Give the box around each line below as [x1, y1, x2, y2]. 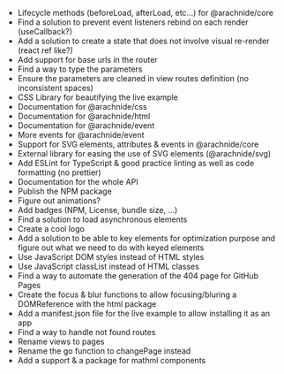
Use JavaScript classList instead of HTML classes [17, 261, 200, 271]
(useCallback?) [17, 27, 73, 36]
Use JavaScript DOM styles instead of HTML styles [17, 252, 205, 262]
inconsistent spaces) [17, 83, 94, 93]
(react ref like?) [17, 45, 73, 56]
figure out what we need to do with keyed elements [17, 242, 205, 253]
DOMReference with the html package [17, 299, 157, 309]
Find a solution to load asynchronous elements [17, 214, 188, 225]
